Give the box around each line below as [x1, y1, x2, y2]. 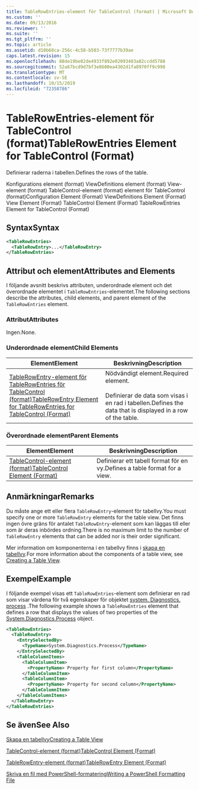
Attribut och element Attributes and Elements [6, 266, 176, 276]
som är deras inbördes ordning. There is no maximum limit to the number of [6, 526, 189, 533]
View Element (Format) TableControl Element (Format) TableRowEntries [6, 199, 181, 206]
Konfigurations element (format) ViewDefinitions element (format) [6, 180, 166, 187]
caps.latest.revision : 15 [6, 53, 70, 59]
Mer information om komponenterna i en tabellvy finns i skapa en [6, 544, 165, 551]
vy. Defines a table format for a [97, 464, 181, 472]
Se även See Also [6, 720, 70, 730]
